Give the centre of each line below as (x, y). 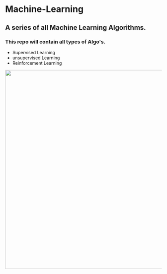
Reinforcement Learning (37, 63)
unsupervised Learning (36, 58)
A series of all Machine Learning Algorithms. (76, 28)
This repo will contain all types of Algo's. (55, 42)
